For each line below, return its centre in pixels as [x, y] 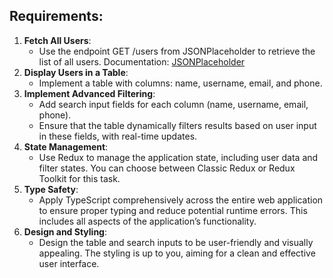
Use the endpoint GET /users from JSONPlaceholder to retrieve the [177, 51]
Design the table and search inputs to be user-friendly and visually [176, 242]
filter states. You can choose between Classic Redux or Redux [167, 168]
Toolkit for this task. [79, 178]
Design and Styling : [65, 231]
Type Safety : [51, 189]
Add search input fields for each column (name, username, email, [173, 104]
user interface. [69, 263]
